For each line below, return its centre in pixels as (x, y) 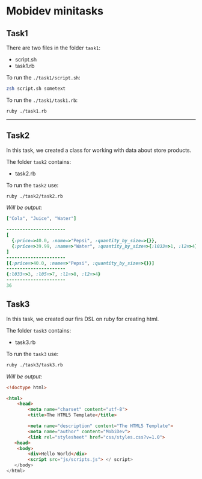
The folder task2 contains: (38, 161)
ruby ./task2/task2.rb (35, 196)
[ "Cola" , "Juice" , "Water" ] (41, 219)
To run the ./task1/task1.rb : (42, 100)
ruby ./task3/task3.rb (35, 365)
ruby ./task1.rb (26, 111)
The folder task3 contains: (38, 330)
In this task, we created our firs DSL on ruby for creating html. (83, 319)
